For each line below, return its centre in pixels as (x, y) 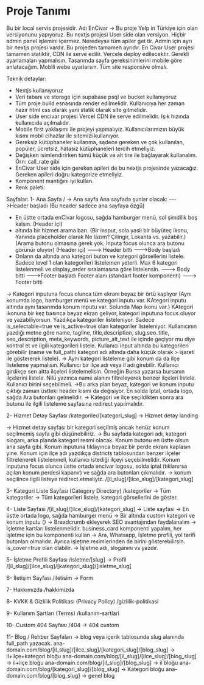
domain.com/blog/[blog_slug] (43, 675)
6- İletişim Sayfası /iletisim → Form (50, 578)
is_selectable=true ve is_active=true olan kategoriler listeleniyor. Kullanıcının (102, 326)
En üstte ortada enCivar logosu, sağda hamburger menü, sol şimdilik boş (106, 217)
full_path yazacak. (29, 643)
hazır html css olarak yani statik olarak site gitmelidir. (81, 110)
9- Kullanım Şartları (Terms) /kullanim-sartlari (63, 613)
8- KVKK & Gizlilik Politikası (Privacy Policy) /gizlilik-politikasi (83, 601)
